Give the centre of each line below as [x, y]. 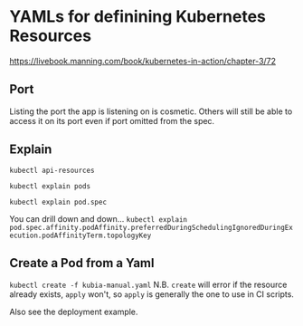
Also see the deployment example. [74, 312]
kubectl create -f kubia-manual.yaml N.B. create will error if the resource [148, 285]
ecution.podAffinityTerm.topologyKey [80, 235]
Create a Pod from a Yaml [82, 263]
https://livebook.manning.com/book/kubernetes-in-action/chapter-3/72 [143, 61]
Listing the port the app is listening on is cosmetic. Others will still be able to [151, 111]
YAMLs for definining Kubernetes [138, 17]
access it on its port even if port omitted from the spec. [112, 120]
